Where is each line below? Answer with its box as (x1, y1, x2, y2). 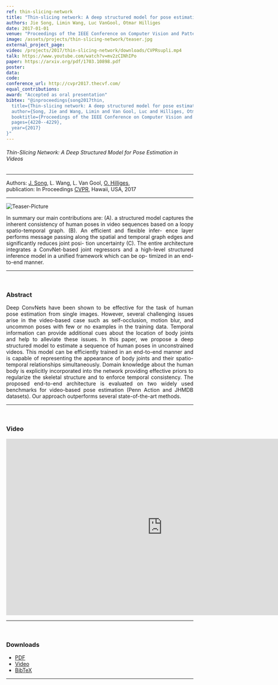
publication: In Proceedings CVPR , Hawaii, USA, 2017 (6, 186, 137, 193)
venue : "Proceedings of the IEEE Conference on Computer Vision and (6, 31, 179, 37)
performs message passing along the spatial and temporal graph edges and (6, 233, 194, 241)
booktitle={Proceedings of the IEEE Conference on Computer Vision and (11, 114, 193, 120)
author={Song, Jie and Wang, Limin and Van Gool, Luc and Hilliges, (11, 108, 185, 114)
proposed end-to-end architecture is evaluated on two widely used (6, 380, 194, 387)
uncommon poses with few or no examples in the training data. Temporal (6, 323, 194, 331)
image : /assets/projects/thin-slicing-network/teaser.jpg (6, 36, 153, 42)
